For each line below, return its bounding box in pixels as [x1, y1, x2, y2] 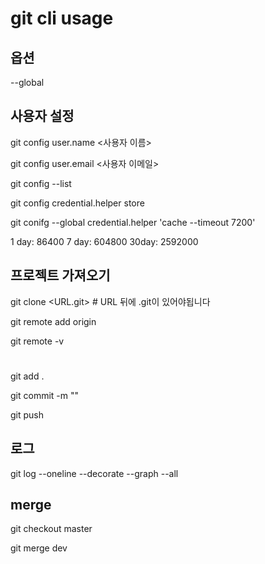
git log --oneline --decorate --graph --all [10, 467, 179, 479]
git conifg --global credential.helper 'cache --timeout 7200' [10, 216, 256, 228]
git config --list [10, 177, 72, 189]
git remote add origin [10, 315, 97, 327]
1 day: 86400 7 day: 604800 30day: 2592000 [10, 235, 199, 247]
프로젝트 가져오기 [10, 267, 111, 284]
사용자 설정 [10, 108, 75, 125]
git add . [10, 370, 45, 382]
